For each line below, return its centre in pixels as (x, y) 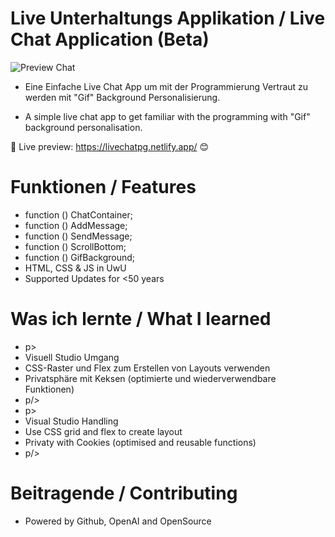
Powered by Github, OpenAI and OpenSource (118, 521)
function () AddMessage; (76, 225)
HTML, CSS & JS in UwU (75, 268)
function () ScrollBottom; (75, 246)
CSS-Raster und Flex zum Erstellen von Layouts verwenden (147, 368)
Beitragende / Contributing (124, 493)
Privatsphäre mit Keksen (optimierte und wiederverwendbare (150, 378)
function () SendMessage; (78, 236)
